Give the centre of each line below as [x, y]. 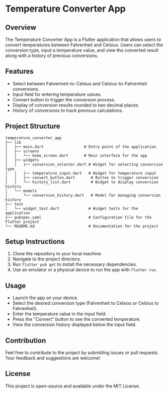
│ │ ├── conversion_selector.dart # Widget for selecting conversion [84, 164]
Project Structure [33, 126]
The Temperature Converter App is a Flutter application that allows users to [83, 39]
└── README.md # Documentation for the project [82, 226]
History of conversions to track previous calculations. [68, 110]
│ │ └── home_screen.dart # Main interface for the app [76, 155]
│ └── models [21, 191]
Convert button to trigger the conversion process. [64, 99]
